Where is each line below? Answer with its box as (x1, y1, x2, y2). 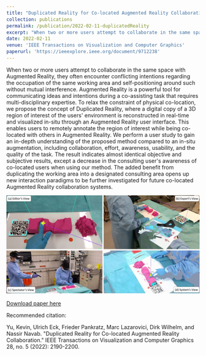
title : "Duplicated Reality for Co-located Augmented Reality (6, 10, 169, 16)
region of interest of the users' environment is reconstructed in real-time (6, 111, 189, 119)
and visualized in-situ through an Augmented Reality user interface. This (6, 118, 189, 125)
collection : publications (6, 16, 72, 23)
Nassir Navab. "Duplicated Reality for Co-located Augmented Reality (6, 330, 180, 338)
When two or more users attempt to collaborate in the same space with (6, 66, 186, 73)
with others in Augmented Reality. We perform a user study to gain (26, 131, 195, 138)
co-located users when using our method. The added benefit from (6, 163, 174, 171)
